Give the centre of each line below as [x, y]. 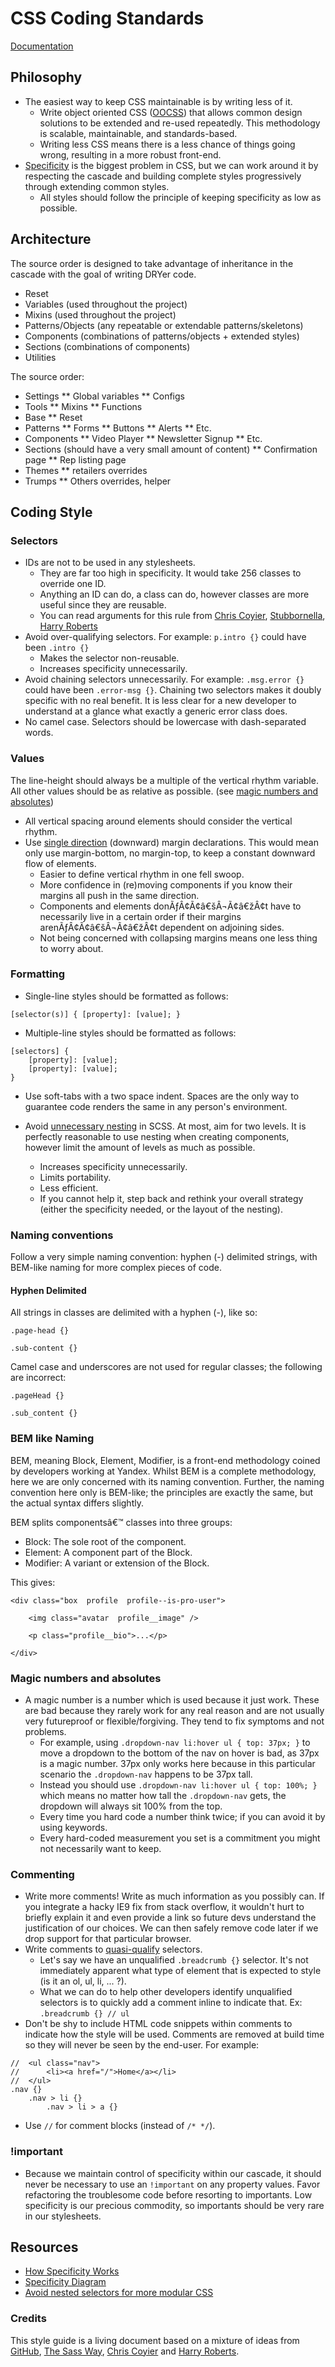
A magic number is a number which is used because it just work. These [172, 1699]
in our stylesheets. [63, 2216]
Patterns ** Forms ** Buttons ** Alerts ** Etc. [118, 428]
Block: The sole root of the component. [105, 1541]
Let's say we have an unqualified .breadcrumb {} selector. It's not [174, 1960]
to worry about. [71, 948]
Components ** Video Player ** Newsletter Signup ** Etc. [143, 438]
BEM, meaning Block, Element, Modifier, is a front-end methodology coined [165, 1460]
